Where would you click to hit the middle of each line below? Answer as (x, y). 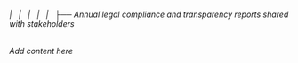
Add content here (41, 51)
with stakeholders (42, 23)
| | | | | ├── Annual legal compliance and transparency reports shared (149, 14)
